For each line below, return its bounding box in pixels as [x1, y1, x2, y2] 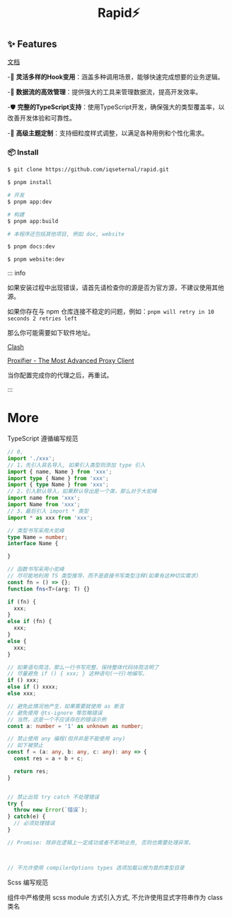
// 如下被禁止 [7, 742, 44, 749]
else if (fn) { [7, 618, 52, 625]
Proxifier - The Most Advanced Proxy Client [7, 356, 134, 365]
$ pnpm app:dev [7, 198, 52, 205]
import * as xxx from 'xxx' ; [7, 514, 93, 521]
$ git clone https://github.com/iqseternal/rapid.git [7, 166, 170, 173]
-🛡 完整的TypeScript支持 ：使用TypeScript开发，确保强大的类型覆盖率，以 [7, 103, 225, 111]
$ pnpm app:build [7, 217, 59, 224]
